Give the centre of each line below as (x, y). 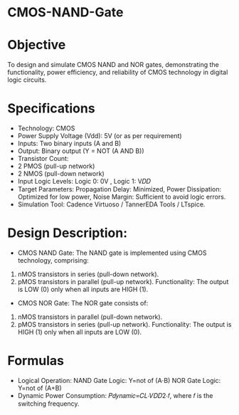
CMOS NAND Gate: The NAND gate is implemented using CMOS (112, 253)
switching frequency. (48, 404)
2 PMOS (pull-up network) (56, 166)
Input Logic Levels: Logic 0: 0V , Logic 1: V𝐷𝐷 (84, 182)
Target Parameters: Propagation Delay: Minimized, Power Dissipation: (119, 189)
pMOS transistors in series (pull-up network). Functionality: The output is (124, 324)
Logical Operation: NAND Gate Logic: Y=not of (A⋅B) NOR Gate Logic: (119, 380)
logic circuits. (27, 80)
